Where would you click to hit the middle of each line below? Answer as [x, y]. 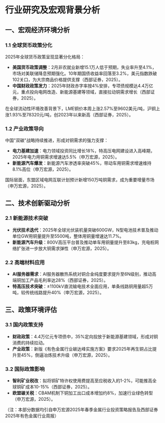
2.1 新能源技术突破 [27, 218]
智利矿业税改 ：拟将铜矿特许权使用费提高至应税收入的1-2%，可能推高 [82, 381]
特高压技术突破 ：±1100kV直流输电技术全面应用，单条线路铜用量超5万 [82, 286]
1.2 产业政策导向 [24, 129]
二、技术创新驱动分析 [37, 203]
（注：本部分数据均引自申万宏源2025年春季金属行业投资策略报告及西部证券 [82, 410]
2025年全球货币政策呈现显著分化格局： [45, 57]
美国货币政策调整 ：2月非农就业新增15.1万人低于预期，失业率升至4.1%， [84, 67]
